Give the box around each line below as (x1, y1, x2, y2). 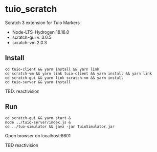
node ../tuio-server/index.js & (5, 120, 71, 125)
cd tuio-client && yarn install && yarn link (5, 67, 99, 72)
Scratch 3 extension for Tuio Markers (5, 20, 80, 25)
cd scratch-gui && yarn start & (5, 115, 71, 121)
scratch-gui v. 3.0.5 (12, 34, 52, 40)
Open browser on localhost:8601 (5, 132, 71, 138)
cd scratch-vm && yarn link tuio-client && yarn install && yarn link (5, 71, 152, 76)
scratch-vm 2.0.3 (12, 39, 47, 45)
